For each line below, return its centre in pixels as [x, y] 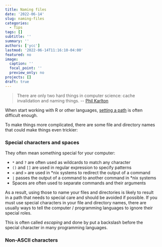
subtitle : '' [18, 37]
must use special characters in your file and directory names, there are [76, 202]
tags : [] [14, 32]
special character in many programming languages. [57, 227]
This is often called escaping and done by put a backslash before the [74, 222]
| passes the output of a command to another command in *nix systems [84, 178]
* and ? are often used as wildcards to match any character [71, 162]
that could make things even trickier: [41, 130]
